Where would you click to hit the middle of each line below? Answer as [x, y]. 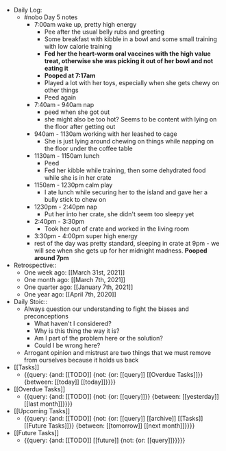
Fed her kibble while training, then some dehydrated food [125, 170]
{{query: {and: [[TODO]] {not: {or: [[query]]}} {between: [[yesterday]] [121, 396]
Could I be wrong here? [67, 345]
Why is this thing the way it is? [77, 331]
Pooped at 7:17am [70, 76]
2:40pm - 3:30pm [59, 221]
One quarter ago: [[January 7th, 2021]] [78, 287]
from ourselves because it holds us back [81, 360]
